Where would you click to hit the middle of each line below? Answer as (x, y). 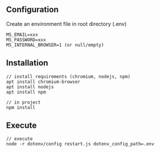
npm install (21, 107)
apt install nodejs (30, 87)
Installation (27, 63)
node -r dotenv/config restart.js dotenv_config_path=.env (80, 144)
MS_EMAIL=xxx (22, 35)
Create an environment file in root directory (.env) (66, 24)
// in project (24, 102)
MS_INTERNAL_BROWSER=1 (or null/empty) (55, 45)
